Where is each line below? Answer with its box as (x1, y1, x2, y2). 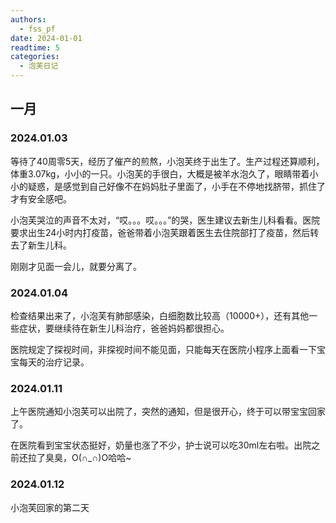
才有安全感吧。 (10, 192, 72, 205)
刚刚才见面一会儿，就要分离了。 (10, 260, 142, 272)
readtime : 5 (10, 42, 60, 53)
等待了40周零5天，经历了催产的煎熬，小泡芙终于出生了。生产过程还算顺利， (10, 155, 325, 167)
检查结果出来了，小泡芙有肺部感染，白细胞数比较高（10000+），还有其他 (10, 309, 310, 321)
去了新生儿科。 (10, 239, 72, 251)
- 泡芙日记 (19, 61, 59, 71)
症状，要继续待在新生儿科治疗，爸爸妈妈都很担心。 (18, 322, 230, 334)
